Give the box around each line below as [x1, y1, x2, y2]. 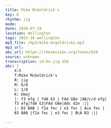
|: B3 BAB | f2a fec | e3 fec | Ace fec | [14, 106, 105, 111]
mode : [5, 21, 17, 27]
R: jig [14, 78, 28, 83]
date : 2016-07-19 [5, 26, 42, 31]
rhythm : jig [5, 17, 30, 22]
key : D [5, 12, 19, 17]
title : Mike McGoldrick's [5, 7, 60, 13]
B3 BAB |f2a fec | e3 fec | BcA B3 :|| [14, 110, 98, 116]
